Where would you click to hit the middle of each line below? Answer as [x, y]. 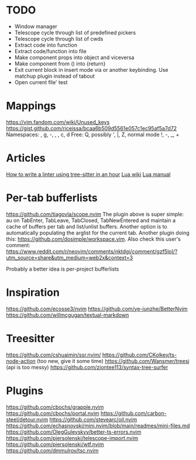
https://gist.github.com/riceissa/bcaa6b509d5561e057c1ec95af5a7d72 [92, 128]
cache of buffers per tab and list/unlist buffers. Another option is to [87, 226]
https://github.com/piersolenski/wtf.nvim [55, 444]
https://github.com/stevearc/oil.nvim [93, 419]
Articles [26, 158]
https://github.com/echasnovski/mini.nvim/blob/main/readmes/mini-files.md [98, 426]
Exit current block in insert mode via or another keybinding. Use [91, 70]
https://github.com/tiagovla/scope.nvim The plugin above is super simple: [95, 214]
